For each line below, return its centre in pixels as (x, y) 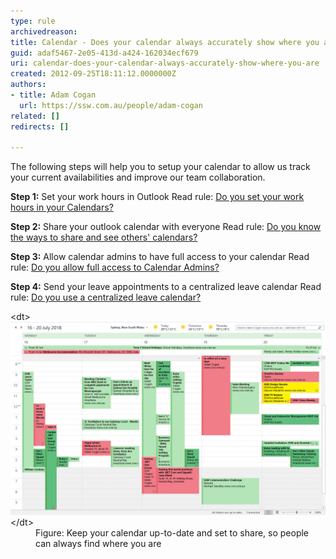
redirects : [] (40, 126)
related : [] (35, 116)
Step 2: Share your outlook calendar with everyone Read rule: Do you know (166, 227)
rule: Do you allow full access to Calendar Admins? (115, 267)
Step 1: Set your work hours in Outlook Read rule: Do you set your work (157, 197)
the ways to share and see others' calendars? (104, 237)
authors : (28, 85)
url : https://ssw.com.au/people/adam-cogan (111, 105)
